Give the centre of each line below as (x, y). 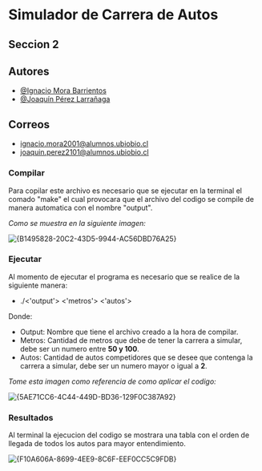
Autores (29, 71)
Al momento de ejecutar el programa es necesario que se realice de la (124, 276)
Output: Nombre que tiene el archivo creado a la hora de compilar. (129, 332)
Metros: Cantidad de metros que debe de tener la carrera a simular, (131, 340)
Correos (29, 125)
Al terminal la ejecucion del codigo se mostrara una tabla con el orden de (129, 435)
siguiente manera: (38, 285)
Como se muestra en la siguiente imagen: (77, 223)
